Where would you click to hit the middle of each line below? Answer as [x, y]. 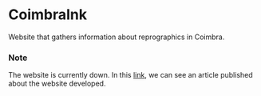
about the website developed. [57, 84]
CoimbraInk [48, 15]
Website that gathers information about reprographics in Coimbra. [117, 37]
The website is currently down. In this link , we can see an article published [130, 75]
